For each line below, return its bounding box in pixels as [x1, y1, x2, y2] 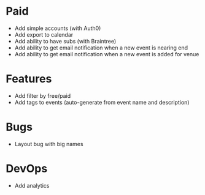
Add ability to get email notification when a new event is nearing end [14, 44, 188, 51]
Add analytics [14, 182, 50, 189]
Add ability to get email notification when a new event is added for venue [14, 50, 199, 57]
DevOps [6, 162, 48, 175]
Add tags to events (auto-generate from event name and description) [14, 98, 190, 106]
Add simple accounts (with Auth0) [14, 24, 101, 32]
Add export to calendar [14, 31, 74, 38]
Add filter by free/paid [14, 92, 71, 99]
